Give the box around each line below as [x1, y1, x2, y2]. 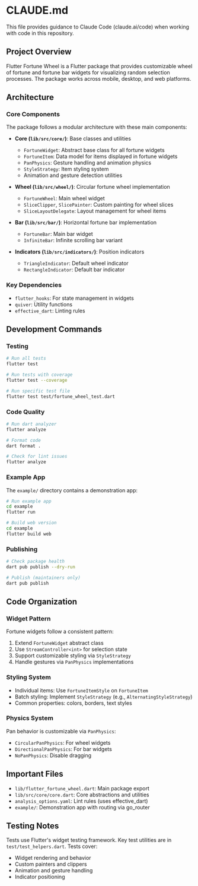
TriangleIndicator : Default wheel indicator [23, 260, 129, 267]
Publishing [6, 545, 38, 553]
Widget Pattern [6, 614, 51, 622]
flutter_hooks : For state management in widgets [14, 295, 135, 302]
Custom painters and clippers [14, 860, 87, 868]
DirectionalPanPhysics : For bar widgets [14, 745, 113, 752]
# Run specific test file [6, 388, 70, 394]
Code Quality [6, 407, 45, 416]
